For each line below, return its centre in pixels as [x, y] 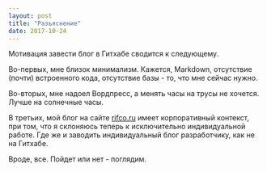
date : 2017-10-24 [38, 31]
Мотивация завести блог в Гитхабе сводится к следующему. [114, 54]
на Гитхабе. [28, 144]
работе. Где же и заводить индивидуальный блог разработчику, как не [131, 135]
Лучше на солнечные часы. [56, 103]
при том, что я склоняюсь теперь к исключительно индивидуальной [127, 127]
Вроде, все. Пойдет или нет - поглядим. [78, 159]
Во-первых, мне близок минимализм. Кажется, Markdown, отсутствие [130, 69]
